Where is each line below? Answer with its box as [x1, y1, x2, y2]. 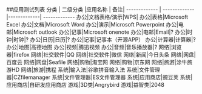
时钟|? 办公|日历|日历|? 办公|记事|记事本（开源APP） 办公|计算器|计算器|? [13, 36, 196, 43]
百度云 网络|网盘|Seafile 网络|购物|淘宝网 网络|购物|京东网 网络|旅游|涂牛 [6, 58, 187, 66]
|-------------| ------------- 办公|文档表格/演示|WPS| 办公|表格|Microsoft [6, 13, 189, 20]
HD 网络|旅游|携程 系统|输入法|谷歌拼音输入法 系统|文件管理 [11, 66, 161, 73]
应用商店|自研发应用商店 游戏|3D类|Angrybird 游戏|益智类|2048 [6, 81, 165, 88]
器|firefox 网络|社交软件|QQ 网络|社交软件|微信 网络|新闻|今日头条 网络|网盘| [6, 51, 196, 58]
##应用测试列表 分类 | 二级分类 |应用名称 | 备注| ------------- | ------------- [6, 6, 195, 13]
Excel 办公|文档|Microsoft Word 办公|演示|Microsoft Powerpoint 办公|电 [6, 21, 184, 28]
